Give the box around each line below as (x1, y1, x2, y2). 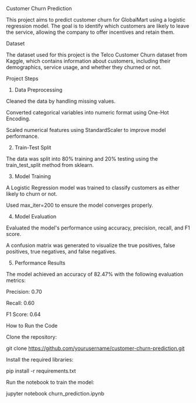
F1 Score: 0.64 (6, 311, 41, 318)
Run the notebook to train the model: (6, 379, 95, 385)
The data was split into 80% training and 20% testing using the (6, 155, 158, 162)
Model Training (14, 173, 51, 180)
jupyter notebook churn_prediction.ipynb (6, 390, 105, 397)
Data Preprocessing (14, 86, 63, 93)
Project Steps (6, 75, 39, 82)
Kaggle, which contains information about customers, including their (6, 58, 171, 64)
